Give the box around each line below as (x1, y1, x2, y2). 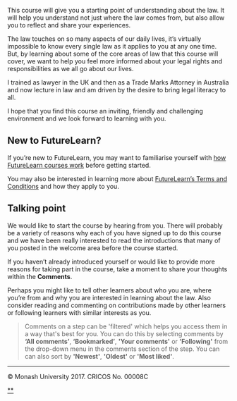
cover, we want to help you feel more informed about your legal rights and (7, 57, 223, 66)
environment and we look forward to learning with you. (7, 114, 166, 123)
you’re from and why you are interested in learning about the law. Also (7, 293, 212, 302)
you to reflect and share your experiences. (7, 21, 131, 29)
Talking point (7, 202, 66, 214)
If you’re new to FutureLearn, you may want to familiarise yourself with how (7, 153, 226, 161)
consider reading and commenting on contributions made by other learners (7, 301, 226, 309)
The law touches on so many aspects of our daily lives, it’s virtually (7, 35, 202, 43)
